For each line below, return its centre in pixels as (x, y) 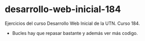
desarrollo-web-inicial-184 (63, 9)
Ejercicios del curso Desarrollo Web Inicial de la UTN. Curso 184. (72, 23)
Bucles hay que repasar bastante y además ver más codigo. (75, 33)
